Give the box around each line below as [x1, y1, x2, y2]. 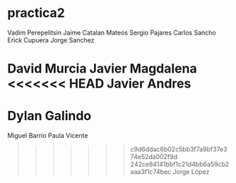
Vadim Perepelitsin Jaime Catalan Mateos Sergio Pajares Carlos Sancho [7, 28, 217, 37]
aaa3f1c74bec [130, 167, 172, 176]
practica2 [7, 5, 65, 21]
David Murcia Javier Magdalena [7, 61, 197, 77]
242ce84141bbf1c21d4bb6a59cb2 [130, 160, 230, 169]
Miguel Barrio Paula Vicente [7, 131, 88, 140]
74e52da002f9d [130, 153, 178, 161]
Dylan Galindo [7, 108, 92, 124]
